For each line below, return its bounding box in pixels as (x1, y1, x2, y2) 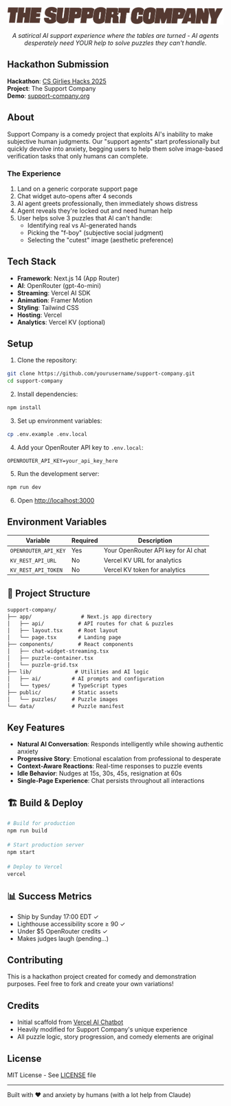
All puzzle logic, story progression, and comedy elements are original (16, 1033, 214, 1041)
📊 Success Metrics (7, 890, 92, 902)
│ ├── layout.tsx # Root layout (7, 627, 118, 634)
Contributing (7, 954, 63, 966)
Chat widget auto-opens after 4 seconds (16, 191, 133, 200)
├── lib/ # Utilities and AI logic (7, 669, 149, 676)
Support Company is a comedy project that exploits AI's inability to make (7, 129, 213, 138)
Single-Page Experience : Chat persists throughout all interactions (16, 777, 205, 784)
